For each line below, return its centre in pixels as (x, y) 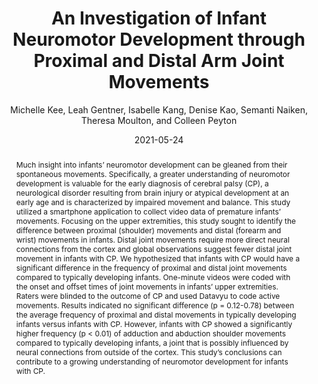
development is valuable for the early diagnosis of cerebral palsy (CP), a (142, 183)
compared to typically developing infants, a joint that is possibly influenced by (152, 342)
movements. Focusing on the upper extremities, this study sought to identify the (155, 220)
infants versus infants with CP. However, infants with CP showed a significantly (154, 323)
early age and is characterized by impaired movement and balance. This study (153, 202)
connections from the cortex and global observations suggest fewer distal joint (154, 248)
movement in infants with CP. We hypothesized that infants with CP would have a (158, 258)
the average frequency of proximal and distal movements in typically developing (156, 314)
